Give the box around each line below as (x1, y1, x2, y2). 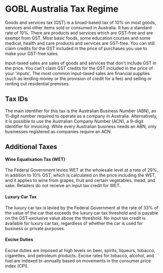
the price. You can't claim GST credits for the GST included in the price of (5, 65, 153, 71)
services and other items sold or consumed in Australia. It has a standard (5, 24, 152, 30)
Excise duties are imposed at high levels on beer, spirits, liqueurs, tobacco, (5, 247, 155, 253)
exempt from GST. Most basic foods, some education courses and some (5, 35, 151, 41)
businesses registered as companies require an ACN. (5, 128, 112, 135)
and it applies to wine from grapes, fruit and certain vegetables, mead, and (5, 177, 155, 183)
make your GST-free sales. (5, 50, 59, 57)
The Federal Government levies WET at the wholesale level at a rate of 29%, (5, 167, 159, 173)
